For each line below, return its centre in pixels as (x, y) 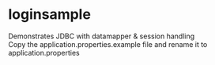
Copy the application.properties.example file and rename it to (108, 44)
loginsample (49, 14)
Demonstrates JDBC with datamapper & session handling (102, 36)
